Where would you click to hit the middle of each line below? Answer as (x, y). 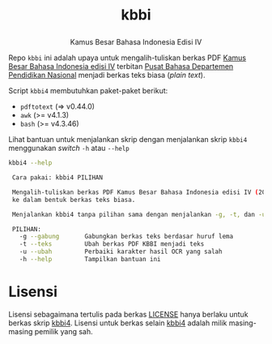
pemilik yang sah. (64, 331)
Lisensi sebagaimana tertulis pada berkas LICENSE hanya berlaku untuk (128, 314)
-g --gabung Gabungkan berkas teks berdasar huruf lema (126, 237)
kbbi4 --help (30, 163)
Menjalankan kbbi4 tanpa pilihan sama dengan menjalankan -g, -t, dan (133, 214)
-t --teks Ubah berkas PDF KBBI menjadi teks (112, 244)
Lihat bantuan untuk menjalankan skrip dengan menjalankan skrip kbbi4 (128, 140)
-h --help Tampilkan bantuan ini (90, 260)
